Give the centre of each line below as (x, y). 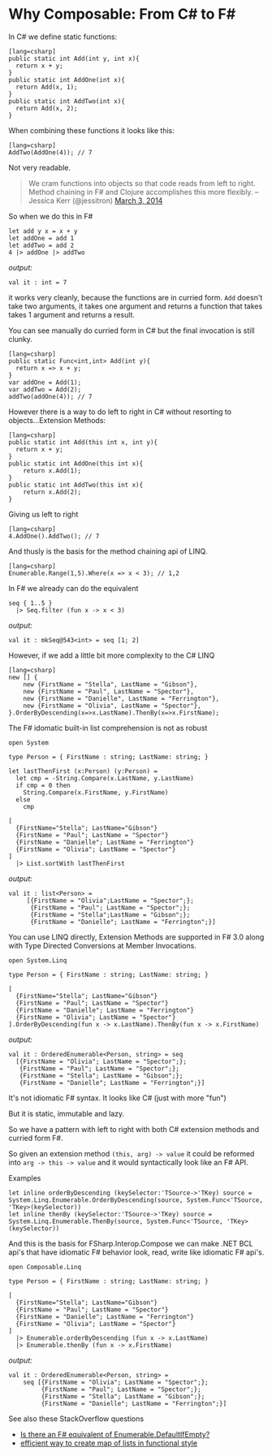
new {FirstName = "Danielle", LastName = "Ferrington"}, (121, 698)
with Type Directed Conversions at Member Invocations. (102, 945)
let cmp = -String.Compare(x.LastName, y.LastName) (105, 778)
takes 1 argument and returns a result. (72, 314)
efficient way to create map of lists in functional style (108, 1443)
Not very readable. (40, 167)
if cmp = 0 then (43, 785)
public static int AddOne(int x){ (67, 80)
